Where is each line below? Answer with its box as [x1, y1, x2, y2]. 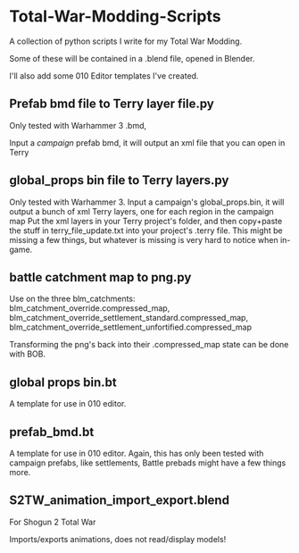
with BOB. [9, 348, 46, 359]
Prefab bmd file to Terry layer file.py [9, 96, 214, 112]
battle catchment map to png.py [9, 270, 192, 285]
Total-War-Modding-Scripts [9, 6, 221, 27]
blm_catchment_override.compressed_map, [9, 303, 170, 314]
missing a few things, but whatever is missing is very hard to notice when [9, 234, 278, 245]
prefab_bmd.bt [9, 424, 95, 440]
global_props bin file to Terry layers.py [9, 172, 229, 189]
